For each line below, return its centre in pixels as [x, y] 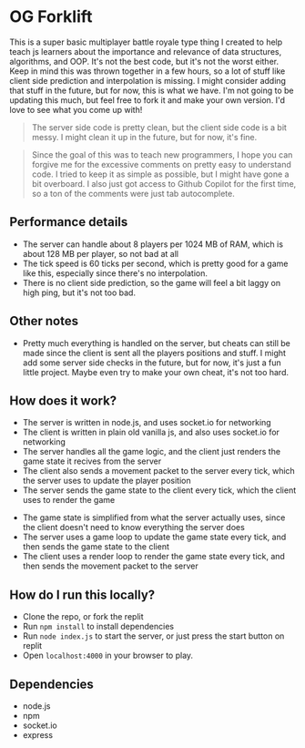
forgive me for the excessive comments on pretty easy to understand [161, 164]
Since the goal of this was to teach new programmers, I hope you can [162, 154]
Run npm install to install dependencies [98, 627]
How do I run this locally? [82, 594]
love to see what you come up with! [76, 109]
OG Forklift [51, 17]
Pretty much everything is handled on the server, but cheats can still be [157, 343]
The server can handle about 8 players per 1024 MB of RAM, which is [153, 244]
